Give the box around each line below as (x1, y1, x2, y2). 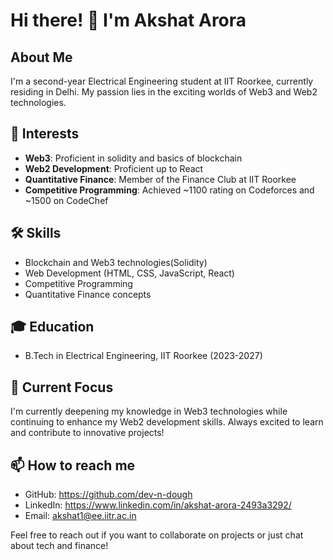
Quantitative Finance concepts (24, 288, 152, 300)
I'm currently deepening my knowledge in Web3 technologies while (10, 405, 288, 418)
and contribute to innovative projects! (10, 427, 165, 439)
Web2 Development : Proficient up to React (24, 162, 204, 174)
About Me (10, 49, 73, 66)
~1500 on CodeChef (24, 194, 109, 206)
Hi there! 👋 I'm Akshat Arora (10, 9, 247, 32)
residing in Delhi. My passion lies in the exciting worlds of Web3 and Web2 (10, 86, 318, 98)
